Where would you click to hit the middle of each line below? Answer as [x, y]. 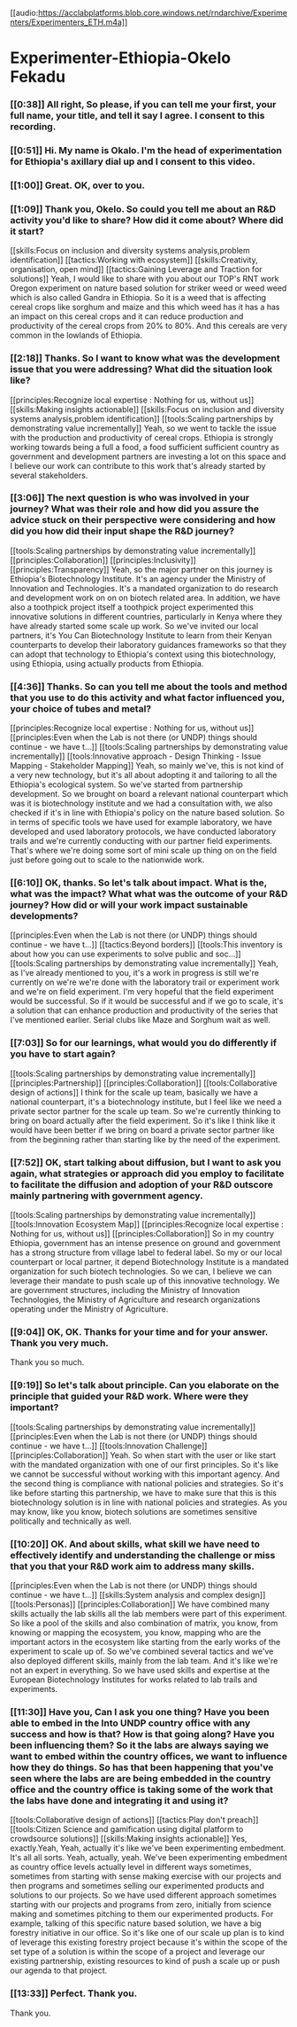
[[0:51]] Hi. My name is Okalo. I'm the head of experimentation [146, 151]
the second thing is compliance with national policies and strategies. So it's [147, 1483]
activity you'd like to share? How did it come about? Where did [147, 220]
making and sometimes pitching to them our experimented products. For [142, 1914]
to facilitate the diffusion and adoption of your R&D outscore [141, 1184]
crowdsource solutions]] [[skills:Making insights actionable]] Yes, [129, 1839]
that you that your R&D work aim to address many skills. [132, 1566]
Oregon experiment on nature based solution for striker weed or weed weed [148, 288]
